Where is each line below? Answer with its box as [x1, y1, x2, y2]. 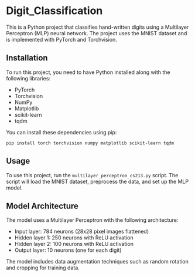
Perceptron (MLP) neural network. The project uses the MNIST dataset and [6, 29, 187, 36]
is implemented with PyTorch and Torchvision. [6, 36, 117, 43]
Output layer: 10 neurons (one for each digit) [14, 246, 122, 254]
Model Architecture [6, 201, 79, 211]
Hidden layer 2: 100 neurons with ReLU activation [14, 241, 134, 248]
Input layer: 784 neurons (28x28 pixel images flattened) [14, 228, 149, 235]
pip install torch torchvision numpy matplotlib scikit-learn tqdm [6, 140, 175, 146]
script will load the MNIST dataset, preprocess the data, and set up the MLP [6, 178, 189, 185]
